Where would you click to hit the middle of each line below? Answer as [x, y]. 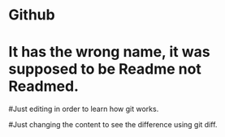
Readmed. [44, 86]
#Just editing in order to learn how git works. [84, 109]
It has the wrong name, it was [109, 52]
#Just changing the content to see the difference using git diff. [113, 125]
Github [32, 15]
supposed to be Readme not [105, 69]
